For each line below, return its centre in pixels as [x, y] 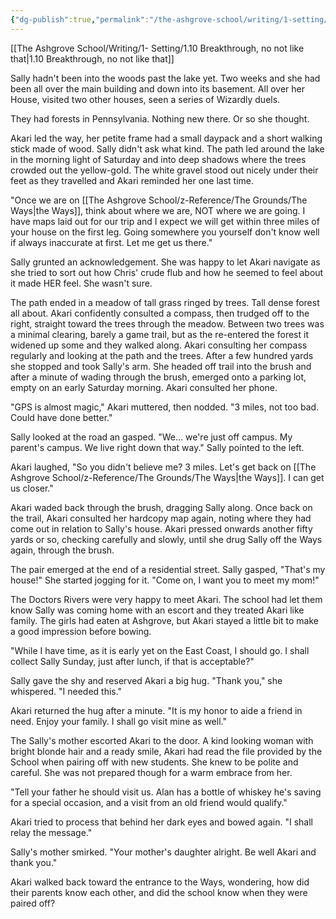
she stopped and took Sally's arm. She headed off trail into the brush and [161, 366]
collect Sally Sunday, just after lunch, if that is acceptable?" [132, 661]
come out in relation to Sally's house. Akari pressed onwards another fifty [161, 528]
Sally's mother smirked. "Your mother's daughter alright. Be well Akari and [163, 852]
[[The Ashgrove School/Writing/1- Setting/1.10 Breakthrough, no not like [157, 48]
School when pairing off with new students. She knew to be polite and [154, 762]
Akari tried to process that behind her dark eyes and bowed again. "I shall [161, 822]
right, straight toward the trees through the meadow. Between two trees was [167, 323]
